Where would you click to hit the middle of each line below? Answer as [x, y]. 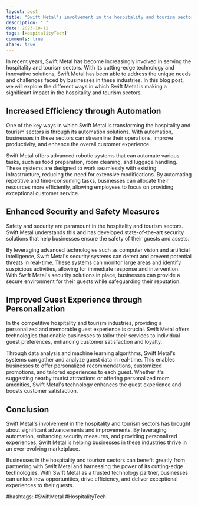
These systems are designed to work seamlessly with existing [81, 168]
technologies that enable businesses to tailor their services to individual [93, 336]
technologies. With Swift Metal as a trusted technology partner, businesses [97, 473]
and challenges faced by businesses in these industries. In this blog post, [95, 80]
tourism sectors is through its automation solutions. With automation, [90, 132]
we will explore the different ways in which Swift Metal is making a [86, 86]
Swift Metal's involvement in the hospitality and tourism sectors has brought [98, 424]
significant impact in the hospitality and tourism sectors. [74, 93]
